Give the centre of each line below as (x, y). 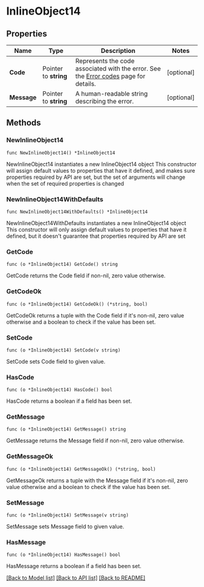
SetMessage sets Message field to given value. (65, 527)
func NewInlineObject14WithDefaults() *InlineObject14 (77, 212)
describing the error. (104, 101)
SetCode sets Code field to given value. (56, 361)
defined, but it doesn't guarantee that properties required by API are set (96, 236)
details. (85, 84)
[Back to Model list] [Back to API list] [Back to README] (76, 578)
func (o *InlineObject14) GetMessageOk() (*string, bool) (81, 469)
